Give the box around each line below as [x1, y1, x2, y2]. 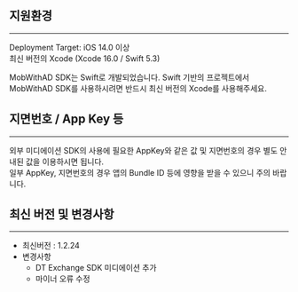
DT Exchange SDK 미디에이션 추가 [35, 263, 157, 273]
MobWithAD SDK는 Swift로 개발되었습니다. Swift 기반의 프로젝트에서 [9, 72, 250, 83]
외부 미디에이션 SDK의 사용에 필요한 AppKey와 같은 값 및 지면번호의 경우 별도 [9, 145, 278, 155]
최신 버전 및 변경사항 [9, 207, 114, 222]
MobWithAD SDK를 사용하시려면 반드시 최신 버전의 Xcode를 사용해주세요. [9, 83, 268, 93]
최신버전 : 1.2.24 [21, 241, 80, 251]
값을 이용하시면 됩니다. [25, 156, 105, 167]
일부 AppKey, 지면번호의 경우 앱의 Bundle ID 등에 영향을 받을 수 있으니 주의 [9, 167, 271, 178]
